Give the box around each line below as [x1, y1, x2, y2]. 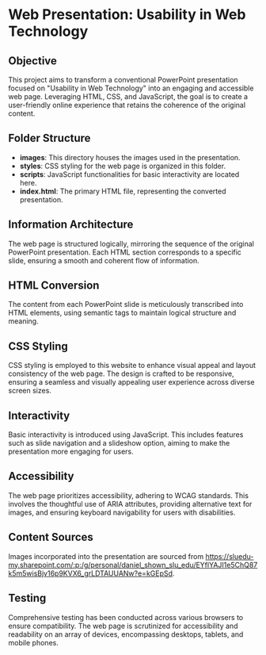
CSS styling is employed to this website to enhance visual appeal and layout [8, 361, 256, 370]
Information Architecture [8, 218, 134, 232]
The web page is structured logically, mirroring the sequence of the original [8, 239, 255, 248]
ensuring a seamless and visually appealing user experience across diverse [8, 377, 255, 387]
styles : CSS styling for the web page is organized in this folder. [19, 161, 226, 170]
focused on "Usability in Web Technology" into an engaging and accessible [8, 83, 254, 93]
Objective [8, 54, 58, 67]
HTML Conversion [8, 279, 100, 293]
